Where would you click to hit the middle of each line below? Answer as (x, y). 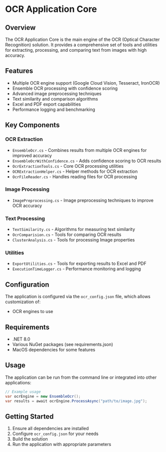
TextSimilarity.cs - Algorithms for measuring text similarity (74, 229)
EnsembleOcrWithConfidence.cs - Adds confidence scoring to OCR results (87, 161)
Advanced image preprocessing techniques (57, 94)
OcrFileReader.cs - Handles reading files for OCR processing (75, 176)
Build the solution (30, 439)
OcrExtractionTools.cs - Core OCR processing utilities (68, 166)
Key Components (32, 125)
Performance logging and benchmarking (54, 109)
